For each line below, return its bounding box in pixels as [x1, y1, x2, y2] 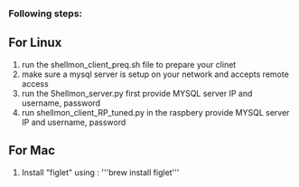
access [21, 78, 49, 89]
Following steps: [8, 7, 83, 20]
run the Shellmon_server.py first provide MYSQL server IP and [21, 88, 253, 98]
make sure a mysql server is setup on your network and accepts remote [21, 69, 290, 79]
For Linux [8, 35, 62, 51]
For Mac [8, 143, 56, 158]
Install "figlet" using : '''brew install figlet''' [21, 166, 180, 178]
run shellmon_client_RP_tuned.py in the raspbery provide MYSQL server [21, 107, 290, 117]
